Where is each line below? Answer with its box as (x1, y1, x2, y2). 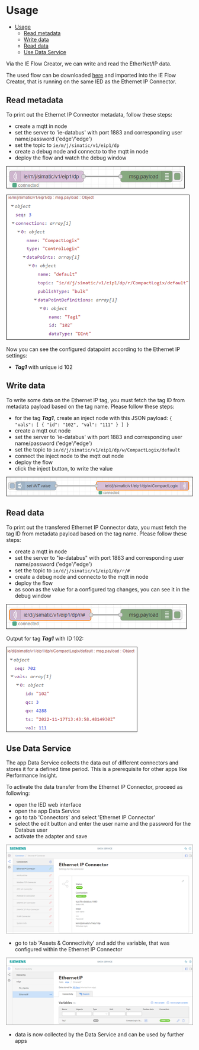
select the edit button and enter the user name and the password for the (14, 820, 191, 828)
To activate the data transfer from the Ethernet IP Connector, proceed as (6, 783, 183, 791)
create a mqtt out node (14, 427, 71, 434)
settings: (6, 352, 28, 359)
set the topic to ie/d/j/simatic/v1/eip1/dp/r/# (14, 566, 130, 574)
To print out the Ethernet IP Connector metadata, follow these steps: (6, 111, 173, 118)
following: (6, 789, 30, 797)
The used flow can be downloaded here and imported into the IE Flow (6, 71, 176, 79)
